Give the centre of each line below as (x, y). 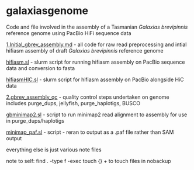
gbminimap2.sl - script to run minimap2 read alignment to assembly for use (97, 115)
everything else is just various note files (54, 150)
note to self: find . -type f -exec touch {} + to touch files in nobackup (89, 161)
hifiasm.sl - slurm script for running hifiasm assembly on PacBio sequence (96, 62)
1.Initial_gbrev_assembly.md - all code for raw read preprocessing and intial (96, 44)
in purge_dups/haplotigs (35, 120)
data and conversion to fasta (40, 68)
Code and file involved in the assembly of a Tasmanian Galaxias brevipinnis (97, 27)
